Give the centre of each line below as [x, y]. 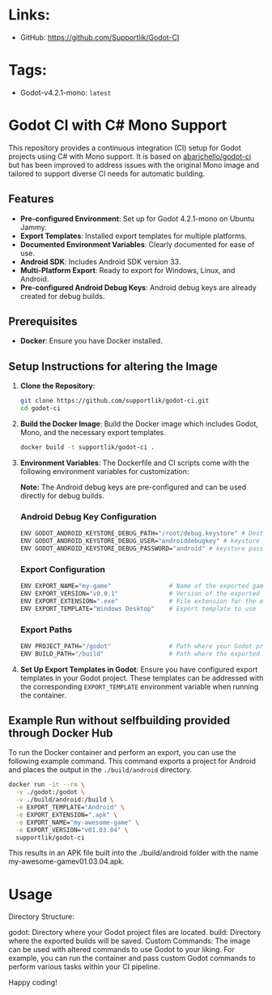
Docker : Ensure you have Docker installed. [91, 341]
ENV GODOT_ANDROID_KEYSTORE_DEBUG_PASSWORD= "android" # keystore [132, 549]
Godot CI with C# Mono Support [118, 125]
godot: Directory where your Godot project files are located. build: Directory [135, 933]
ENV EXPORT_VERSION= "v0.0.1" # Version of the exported [140, 593]
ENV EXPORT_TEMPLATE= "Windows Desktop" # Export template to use [138, 609]
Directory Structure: [42, 916]
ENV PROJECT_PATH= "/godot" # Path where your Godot [136, 646]
